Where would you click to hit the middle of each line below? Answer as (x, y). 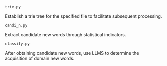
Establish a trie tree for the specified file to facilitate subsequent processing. (84, 16)
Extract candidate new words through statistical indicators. (66, 34)
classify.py (17, 44)
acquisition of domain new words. (40, 58)
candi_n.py (16, 25)
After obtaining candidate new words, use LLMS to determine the (72, 53)
